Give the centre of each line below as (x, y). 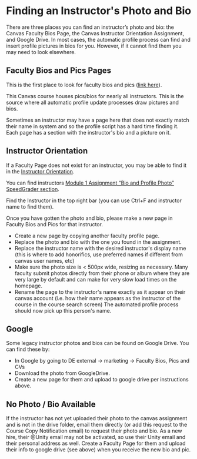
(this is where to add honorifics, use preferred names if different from (99, 254)
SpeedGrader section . (33, 189)
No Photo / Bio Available (51, 404)
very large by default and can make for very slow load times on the (96, 279)
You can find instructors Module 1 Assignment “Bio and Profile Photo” (90, 183)
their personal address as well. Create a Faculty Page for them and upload (96, 443)
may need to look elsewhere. (41, 52)
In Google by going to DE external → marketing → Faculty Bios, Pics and (102, 361)
